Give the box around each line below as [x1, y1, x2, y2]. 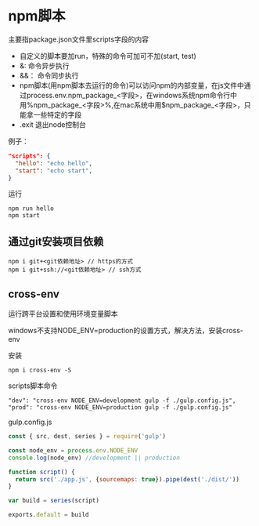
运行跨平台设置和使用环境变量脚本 [8, 309, 118, 318]
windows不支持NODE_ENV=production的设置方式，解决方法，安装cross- [8, 326, 244, 336]
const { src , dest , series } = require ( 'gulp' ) [8, 433, 167, 441]
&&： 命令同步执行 [19, 71, 79, 80]
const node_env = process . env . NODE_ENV [8, 446, 138, 455]
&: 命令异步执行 [19, 60, 70, 71]
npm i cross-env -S [8, 366, 72, 375]
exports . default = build [8, 511, 89, 519]
